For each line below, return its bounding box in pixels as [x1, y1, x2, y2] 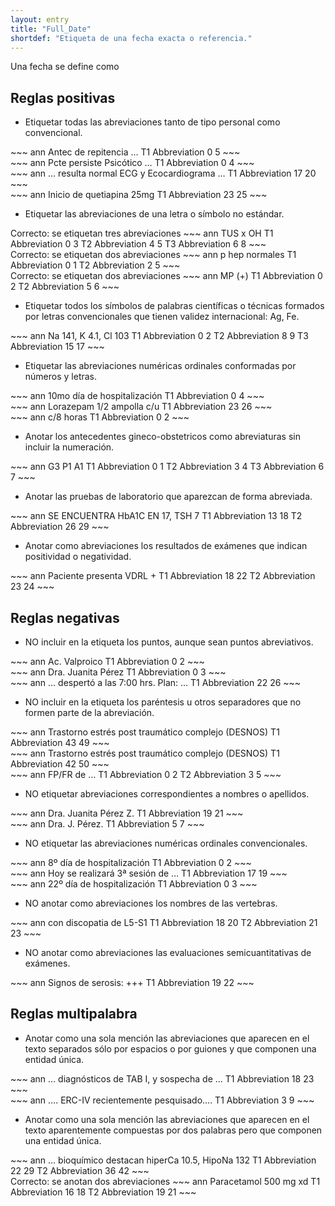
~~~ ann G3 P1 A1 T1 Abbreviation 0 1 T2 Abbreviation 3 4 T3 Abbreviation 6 [10, 461, 325, 473]
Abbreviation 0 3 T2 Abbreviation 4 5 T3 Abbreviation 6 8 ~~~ [10, 238, 267, 250]
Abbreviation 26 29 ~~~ [10, 521, 110, 533]
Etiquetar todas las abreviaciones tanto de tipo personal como [24, 116, 281, 128]
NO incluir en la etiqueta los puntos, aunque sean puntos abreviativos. [24, 636, 314, 648]
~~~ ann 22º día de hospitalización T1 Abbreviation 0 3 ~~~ [10, 878, 258, 890]
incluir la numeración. [24, 441, 115, 453]
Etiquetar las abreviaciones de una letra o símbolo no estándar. [24, 208, 285, 220]
